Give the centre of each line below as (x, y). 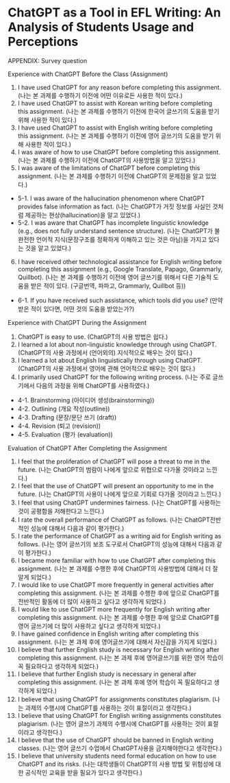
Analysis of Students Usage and (101, 27)
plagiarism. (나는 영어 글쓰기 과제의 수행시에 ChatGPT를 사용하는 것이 (112, 723)
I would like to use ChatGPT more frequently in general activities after (116, 585)
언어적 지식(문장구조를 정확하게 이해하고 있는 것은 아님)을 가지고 (122, 239)
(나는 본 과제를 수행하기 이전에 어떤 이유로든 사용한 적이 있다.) (100, 95)
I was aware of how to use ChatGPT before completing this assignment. (119, 152)
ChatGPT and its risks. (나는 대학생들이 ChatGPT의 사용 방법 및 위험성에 (116, 764)
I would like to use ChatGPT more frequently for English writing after (114, 609)
